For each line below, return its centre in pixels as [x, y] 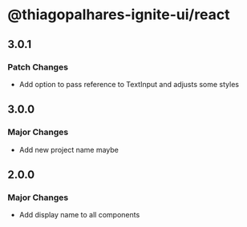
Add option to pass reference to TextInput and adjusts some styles [129, 84]
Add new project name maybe [69, 149]
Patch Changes [38, 67]
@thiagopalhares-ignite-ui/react [119, 15]
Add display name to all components [79, 215]
